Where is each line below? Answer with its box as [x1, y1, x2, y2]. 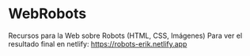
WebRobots [8, 5, 87, 23]
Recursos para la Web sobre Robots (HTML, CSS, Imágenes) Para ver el [8, 31, 243, 40]
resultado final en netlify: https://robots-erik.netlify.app [8, 39, 187, 48]
